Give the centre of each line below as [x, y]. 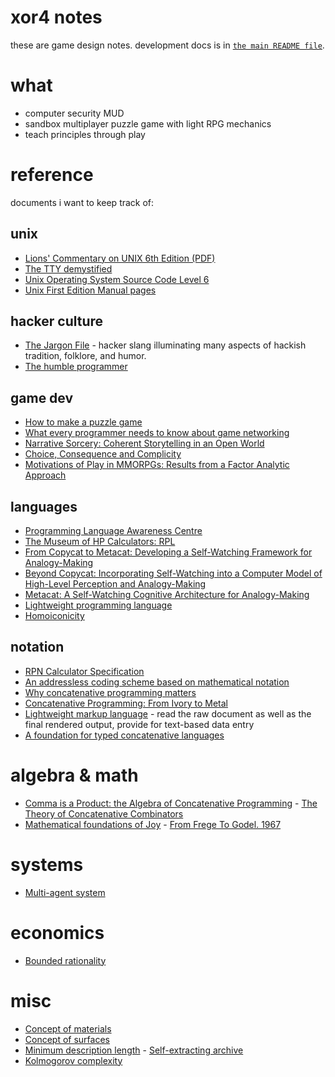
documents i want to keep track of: [82, 202]
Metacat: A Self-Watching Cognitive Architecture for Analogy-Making [167, 595]
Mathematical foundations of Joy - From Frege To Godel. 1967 [153, 824]
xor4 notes [56, 17]
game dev [42, 397]
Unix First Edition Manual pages [90, 290]
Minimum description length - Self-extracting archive [134, 1050]
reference [52, 175]
